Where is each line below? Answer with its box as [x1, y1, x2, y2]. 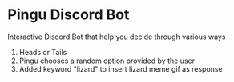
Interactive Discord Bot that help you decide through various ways [7, 32, 226, 41]
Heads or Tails [18, 47, 67, 57]
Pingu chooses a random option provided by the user [18, 56, 196, 65]
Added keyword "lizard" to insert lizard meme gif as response [18, 64, 223, 73]
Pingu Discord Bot [7, 6, 130, 24]
